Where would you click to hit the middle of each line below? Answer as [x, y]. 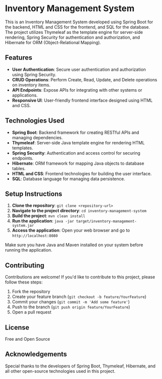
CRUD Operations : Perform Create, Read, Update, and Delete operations [84, 79]
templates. [22, 148]
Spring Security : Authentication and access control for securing [76, 153]
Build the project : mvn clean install [49, 216]
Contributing [25, 265]
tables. [19, 168]
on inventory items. [31, 85]
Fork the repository [31, 292]
